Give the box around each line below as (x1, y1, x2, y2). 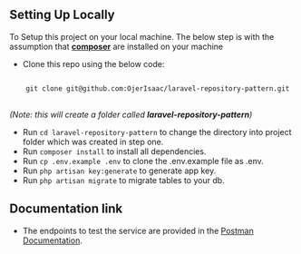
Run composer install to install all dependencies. (22, 145, 207, 157)
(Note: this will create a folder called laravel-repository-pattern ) (9, 109, 253, 120)
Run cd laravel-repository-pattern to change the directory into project (22, 126, 292, 137)
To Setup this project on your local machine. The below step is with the (9, 31, 275, 42)
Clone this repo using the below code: (22, 58, 165, 69)
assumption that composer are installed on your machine (9, 41, 224, 52)
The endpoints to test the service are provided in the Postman (22, 225, 254, 236)
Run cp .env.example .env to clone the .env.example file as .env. (22, 155, 265, 166)
